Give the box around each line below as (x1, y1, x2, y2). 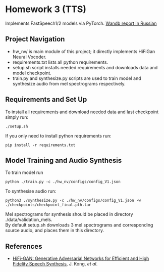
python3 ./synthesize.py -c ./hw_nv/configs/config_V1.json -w (5, 198, 141, 203)
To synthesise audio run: (5, 188, 57, 194)
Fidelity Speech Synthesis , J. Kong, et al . (12, 261, 98, 267)
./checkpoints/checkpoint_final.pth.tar (5, 202, 92, 208)
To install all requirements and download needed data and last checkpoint (5, 109, 159, 115)
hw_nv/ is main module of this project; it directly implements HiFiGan (12, 48, 155, 54)
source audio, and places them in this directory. (5, 228, 104, 234)
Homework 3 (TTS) (5, 4, 87, 15)
